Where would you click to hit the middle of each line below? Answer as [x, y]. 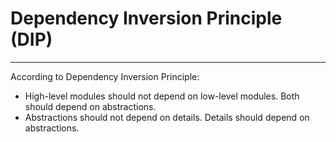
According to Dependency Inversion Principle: [105, 76]
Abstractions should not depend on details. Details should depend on [167, 117]
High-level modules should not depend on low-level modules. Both [162, 96]
